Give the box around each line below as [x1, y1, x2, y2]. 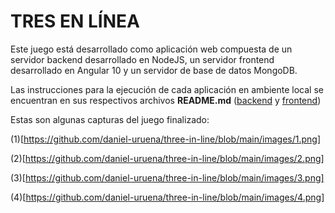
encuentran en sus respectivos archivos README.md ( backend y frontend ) [10, 94, 322, 106]
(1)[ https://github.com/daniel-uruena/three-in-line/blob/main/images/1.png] [10, 133, 322, 145]
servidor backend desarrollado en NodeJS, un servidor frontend [10, 53, 275, 65]
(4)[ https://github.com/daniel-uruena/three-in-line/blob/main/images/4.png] [10, 191, 325, 203]
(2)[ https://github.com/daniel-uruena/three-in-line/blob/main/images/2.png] [10, 152, 325, 164]
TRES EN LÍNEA [10, 10, 140, 33]
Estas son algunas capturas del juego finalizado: [10, 113, 210, 125]
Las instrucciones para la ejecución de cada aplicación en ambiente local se [10, 83, 324, 95]
